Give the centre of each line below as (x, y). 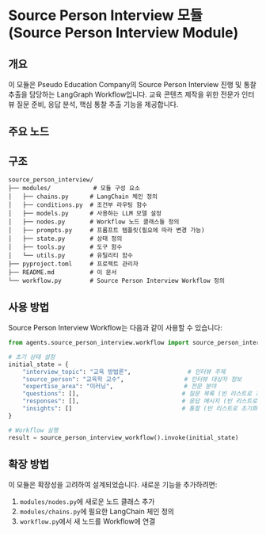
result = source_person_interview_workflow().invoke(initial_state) (123, 437)
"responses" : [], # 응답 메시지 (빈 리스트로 (140, 401)
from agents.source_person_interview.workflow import (99, 343)
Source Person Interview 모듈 (106, 15)
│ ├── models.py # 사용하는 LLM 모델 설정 (85, 214)
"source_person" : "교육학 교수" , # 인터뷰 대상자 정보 (132, 379)
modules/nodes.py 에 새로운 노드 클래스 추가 (87, 502)
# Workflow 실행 (33, 430)
